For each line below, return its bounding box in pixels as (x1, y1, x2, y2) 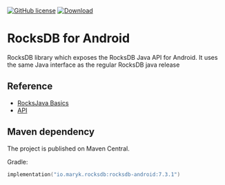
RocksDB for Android (7, 31, 130, 46)
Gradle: (7, 157, 28, 166)
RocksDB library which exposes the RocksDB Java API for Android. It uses (7, 53, 218, 61)
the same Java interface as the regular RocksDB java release (7, 61, 180, 69)
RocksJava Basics (17, 98, 69, 107)
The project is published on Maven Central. (7, 144, 130, 153)
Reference (7, 80, 53, 92)
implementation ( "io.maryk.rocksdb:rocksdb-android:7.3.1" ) (7, 171, 181, 178)
